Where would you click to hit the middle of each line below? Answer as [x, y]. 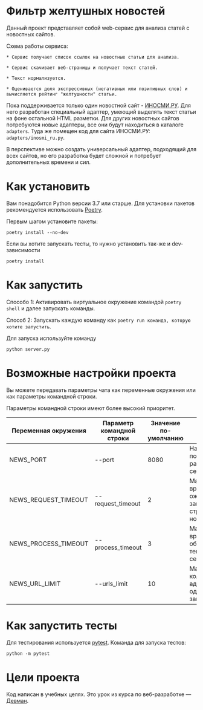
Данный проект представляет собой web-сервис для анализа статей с [98, 28]
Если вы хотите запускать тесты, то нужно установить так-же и [89, 244]
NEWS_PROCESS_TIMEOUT [49, 544]
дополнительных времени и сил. [49, 162]
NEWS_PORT [28, 460]
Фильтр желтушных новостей [86, 11]
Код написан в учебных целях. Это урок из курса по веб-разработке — [99, 694]
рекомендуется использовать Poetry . [54, 209]
